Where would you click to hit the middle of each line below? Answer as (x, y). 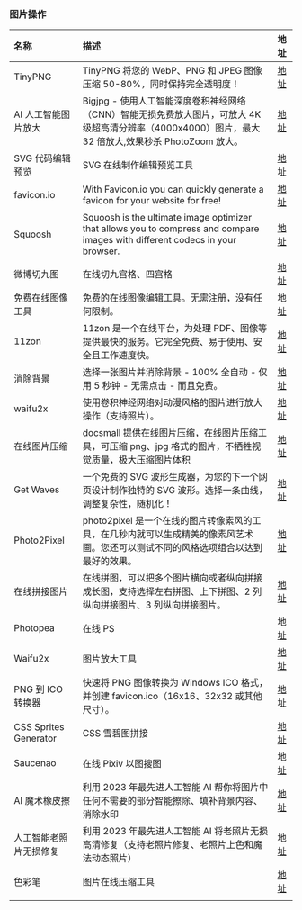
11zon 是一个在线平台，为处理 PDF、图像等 (175, 329)
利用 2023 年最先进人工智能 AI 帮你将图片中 (175, 788)
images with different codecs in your (159, 240)
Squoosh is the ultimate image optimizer (167, 218)
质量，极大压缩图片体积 (141, 460)
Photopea (35, 628)
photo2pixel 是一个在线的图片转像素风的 (167, 521)
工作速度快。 (128, 356)
